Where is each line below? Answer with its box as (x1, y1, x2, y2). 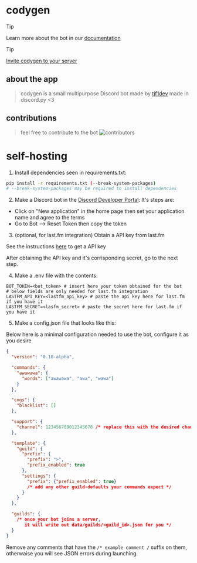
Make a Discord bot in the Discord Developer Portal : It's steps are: (14, 196, 175, 204)
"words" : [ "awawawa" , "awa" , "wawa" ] (21, 375, 114, 381)
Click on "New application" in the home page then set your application (14, 208, 185, 215)
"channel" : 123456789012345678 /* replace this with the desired (16, 424, 180, 430)
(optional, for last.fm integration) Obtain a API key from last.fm (14, 232, 165, 239)
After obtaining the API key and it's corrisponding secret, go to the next (6, 254, 178, 262)
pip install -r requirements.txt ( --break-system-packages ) (6, 180, 157, 186)
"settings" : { (21, 473, 57, 479)
